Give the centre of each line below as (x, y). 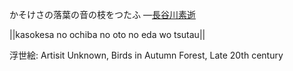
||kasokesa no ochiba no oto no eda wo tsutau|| (107, 34)
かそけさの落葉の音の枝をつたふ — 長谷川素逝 (102, 14)
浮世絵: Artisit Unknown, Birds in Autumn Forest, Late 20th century (146, 55)
